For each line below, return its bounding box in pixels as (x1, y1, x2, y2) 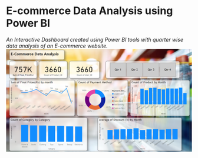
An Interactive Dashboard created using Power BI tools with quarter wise (6, 36, 184, 43)
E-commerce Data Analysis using (6, 4, 173, 18)
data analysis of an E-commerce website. (6, 42, 108, 49)
